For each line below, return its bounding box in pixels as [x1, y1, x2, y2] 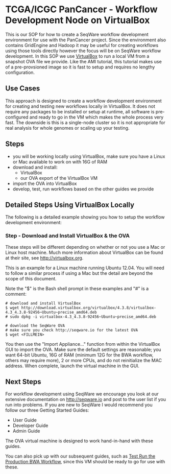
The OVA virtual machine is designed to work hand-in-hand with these [5, 438, 153, 444]
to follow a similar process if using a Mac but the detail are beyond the [5, 270, 153, 276]
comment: [5, 291, 27, 297]
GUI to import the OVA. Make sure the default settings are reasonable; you [5, 346, 162, 352]
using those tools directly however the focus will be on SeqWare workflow [5, 48, 161, 54]
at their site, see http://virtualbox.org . [5, 254, 84, 261]
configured [5, 114, 29, 120]
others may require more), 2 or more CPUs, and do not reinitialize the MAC [5, 357, 162, 363]
